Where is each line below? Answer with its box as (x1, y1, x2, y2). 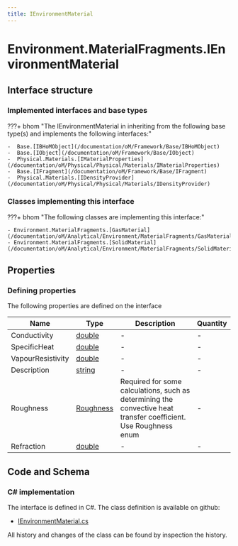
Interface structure (7, 84, 93, 97)
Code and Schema (7, 466, 90, 478)
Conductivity (11, 331, 54, 341)
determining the (120, 395, 174, 405)
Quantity (197, 319, 227, 329)
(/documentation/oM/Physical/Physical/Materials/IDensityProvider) (7, 180, 211, 187)
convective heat (120, 403, 174, 413)
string (76, 365, 96, 375)
